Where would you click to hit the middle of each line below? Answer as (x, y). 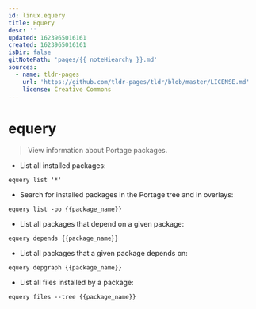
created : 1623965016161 (48, 45)
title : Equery (32, 23)
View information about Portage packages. (97, 151)
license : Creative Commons (67, 89)
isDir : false (30, 52)
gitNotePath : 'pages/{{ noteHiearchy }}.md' (83, 60)
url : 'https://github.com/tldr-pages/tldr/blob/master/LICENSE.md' (136, 82)
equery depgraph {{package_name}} (65, 268)
